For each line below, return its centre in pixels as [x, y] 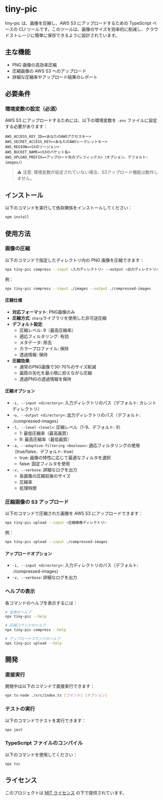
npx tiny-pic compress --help [36, 630]
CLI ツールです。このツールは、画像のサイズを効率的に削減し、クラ [86, 29]
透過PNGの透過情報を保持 [45, 379]
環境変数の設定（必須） [32, 109]
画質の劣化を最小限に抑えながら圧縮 [56, 373]
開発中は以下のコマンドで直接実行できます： [50, 686]
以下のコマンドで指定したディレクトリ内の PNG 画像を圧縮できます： [75, 260]
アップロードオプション [28, 553]
